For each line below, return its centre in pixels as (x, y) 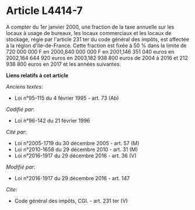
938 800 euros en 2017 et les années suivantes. (63, 64)
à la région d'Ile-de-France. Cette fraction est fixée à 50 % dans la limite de (96, 45)
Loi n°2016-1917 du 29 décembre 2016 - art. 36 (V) (75, 155)
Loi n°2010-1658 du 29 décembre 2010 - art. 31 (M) (76, 149)
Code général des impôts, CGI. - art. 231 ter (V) (71, 201)
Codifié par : (20, 109)
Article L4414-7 (45, 11)
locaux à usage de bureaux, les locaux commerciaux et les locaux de (89, 33)
